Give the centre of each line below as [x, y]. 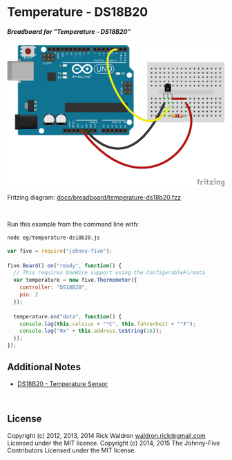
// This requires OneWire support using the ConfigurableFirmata [109, 273]
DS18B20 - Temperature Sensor [62, 383]
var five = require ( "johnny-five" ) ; [60, 251]
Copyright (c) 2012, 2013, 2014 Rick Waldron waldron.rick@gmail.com [106, 435]
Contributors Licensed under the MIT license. [71, 450]
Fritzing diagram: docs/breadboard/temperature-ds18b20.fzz [94, 197]
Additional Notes [44, 367]
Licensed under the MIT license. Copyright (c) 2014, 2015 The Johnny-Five [114, 443]
